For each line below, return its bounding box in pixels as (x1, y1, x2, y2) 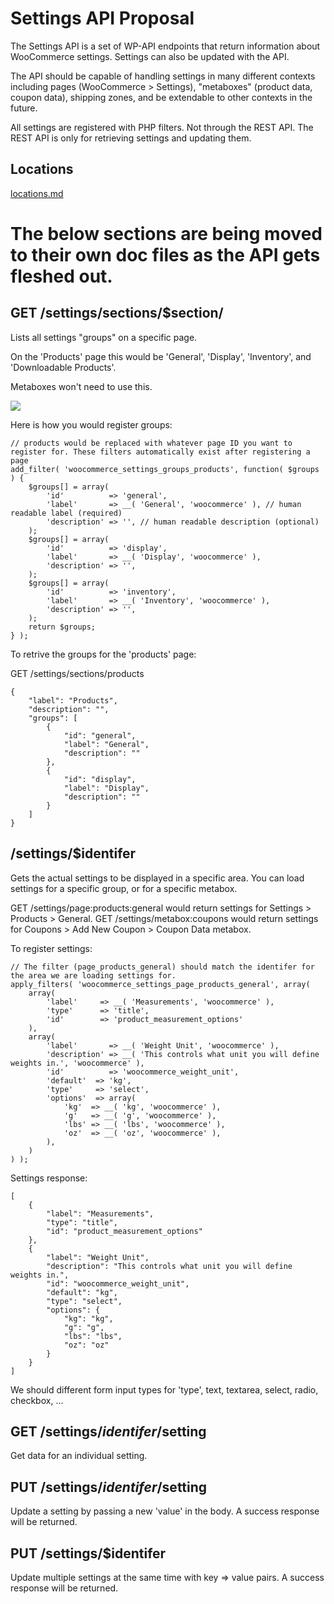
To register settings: (10, 942, 93, 954)
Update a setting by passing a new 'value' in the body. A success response (10, 1505, 320, 1517)
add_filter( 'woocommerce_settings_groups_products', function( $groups (10, 464, 320, 474)
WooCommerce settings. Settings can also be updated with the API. (10, 50, 290, 62)
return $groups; (28, 622, 97, 632)
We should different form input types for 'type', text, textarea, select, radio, (10, 1383, 319, 1396)
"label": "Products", (28, 695, 118, 706)
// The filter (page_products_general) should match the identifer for (10, 962, 315, 972)
